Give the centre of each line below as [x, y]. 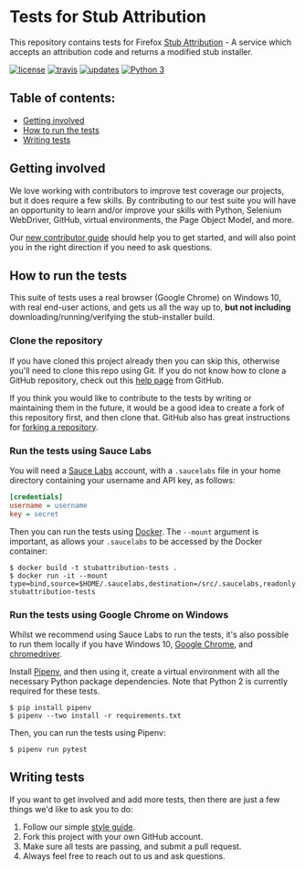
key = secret [34, 514]
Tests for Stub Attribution [108, 17]
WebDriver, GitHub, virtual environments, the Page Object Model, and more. [152, 219]
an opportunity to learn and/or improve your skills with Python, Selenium [146, 210]
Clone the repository [56, 341]
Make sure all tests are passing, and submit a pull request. [132, 846]
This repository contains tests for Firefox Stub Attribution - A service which [151, 42]
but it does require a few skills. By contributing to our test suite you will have [153, 200]
